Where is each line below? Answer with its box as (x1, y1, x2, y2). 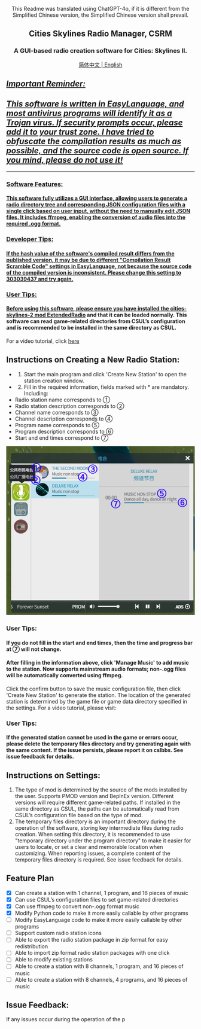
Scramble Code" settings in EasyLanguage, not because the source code (6, 263, 192, 270)
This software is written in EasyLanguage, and (6, 99, 184, 109)
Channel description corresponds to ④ (14, 415, 113, 422)
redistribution (14, 943, 48, 950)
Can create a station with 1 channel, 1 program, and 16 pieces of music (14, 889, 188, 896)
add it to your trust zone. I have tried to (6, 127, 154, 137)
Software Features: (6, 179, 63, 188)
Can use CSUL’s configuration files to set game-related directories (14, 896, 179, 903)
